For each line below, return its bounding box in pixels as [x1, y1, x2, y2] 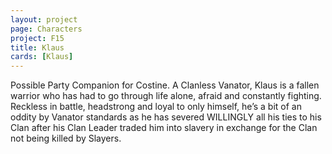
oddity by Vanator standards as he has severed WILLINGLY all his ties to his [10, 111, 322, 123]
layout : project [10, 14, 78, 25]
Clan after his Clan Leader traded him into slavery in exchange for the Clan [10, 122, 318, 134]
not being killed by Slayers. [10, 132, 122, 145]
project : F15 [10, 33, 65, 43]
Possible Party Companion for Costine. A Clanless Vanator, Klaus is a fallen [10, 79, 320, 91]
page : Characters [10, 24, 83, 34]
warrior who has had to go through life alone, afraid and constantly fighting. [10, 90, 322, 102]
